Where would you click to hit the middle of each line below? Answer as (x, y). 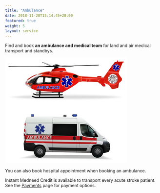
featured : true (20, 21)
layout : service (21, 31)
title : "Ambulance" (25, 10)
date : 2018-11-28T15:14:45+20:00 (39, 15)
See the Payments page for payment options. (50, 186)
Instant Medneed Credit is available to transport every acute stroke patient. (80, 180)
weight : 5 (15, 26)
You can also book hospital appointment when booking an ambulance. (76, 171)
